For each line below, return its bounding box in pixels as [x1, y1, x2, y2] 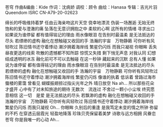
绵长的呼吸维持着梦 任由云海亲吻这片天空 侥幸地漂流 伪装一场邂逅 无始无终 [5, 20, 155, 25]
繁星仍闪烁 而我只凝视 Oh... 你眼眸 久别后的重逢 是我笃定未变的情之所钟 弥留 [5, 105, 158, 110]
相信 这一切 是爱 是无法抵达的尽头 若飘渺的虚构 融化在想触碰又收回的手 [9, 93, 155, 98]
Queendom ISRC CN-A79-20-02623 [5, 10, 78, 16]
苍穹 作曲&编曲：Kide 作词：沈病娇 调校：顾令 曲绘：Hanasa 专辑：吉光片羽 [5, 4, 158, 10]
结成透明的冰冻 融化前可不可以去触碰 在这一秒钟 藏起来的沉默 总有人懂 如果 [5, 56, 156, 62]
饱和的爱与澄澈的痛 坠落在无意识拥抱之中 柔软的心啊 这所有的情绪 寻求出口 [5, 26, 155, 32]
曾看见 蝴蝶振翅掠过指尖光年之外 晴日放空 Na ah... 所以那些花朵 [27, 80, 155, 86]
